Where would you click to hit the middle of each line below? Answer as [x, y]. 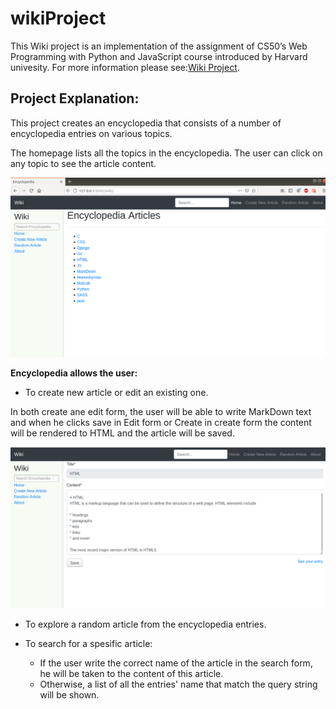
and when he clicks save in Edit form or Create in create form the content [161, 422]
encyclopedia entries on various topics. [91, 133]
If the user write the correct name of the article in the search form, [176, 663]
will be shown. [69, 694]
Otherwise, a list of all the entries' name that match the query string [178, 684]
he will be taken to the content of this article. [131, 673]
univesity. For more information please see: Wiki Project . [125, 67]
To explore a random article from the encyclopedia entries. [145, 624]
